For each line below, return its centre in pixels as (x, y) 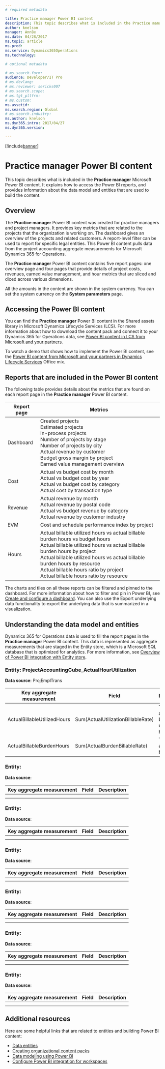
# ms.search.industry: (28, 114)
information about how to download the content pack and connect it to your (82, 331)
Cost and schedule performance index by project (96, 525)
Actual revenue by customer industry (83, 517)
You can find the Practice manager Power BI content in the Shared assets (80, 321)
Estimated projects (62, 427)
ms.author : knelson (25, 119)
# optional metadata (26, 64)
